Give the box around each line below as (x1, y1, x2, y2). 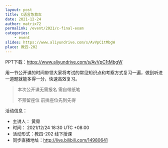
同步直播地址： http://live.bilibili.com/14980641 (12, 137, 108, 143)
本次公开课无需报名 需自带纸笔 (17, 86, 80, 92)
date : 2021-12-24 (5, 16, 41, 21)
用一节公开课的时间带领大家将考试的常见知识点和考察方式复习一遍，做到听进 (5, 69, 163, 75)
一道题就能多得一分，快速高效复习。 (5, 75, 80, 81)
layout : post (5, 7, 32, 12)
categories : (5, 30, 30, 35)
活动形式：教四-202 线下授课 (12, 130, 72, 136)
